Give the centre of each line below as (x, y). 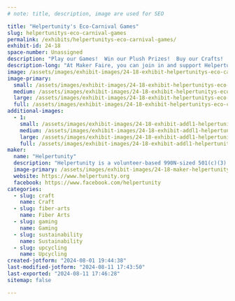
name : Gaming (39, 228)
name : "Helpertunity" (45, 157)
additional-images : (36, 111)
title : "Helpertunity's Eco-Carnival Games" (73, 26)
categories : (24, 189)
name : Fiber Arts (45, 215)
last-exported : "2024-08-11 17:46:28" (64, 274)
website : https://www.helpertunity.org (72, 176)
